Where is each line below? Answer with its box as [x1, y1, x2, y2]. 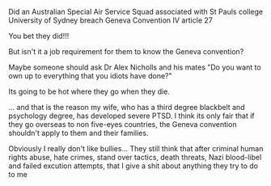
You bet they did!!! [8, 32, 70, 40]
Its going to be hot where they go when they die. [8, 87, 170, 96]
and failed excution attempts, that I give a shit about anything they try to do [8, 161, 259, 171]
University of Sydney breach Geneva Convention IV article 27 [8, 15, 213, 25]
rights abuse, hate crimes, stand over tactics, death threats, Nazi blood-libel [8, 153, 262, 162]
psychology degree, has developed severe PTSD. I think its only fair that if [8, 111, 255, 120]
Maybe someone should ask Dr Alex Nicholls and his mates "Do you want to [8, 62, 261, 72]
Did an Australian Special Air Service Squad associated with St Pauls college [8, 7, 264, 16]
